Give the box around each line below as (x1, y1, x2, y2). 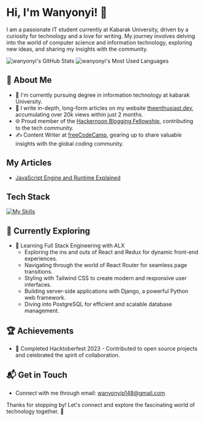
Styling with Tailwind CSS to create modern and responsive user (24, 275, 187, 282)
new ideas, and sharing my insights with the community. (6, 45, 148, 53)
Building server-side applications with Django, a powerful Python (24, 287, 189, 295)
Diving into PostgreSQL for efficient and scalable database (24, 300, 173, 308)
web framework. (24, 294, 66, 302)
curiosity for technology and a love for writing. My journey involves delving (6, 32, 195, 39)
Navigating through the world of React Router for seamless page (24, 262, 187, 269)
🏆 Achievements (6, 325, 74, 336)
